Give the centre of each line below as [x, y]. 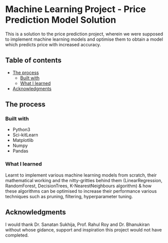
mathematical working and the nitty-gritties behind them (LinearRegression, [84, 180]
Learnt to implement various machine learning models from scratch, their [81, 175]
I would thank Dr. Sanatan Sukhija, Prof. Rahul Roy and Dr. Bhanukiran [77, 224]
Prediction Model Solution [61, 20]
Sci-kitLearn [25, 135]
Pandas [20, 151]
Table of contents [33, 61]
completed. [17, 235]
